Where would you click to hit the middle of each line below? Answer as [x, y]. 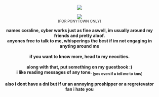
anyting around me [79, 46]
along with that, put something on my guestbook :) [79, 67]
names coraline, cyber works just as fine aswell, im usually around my [79, 30]
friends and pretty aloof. [79, 35]
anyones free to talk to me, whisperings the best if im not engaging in [79, 41]
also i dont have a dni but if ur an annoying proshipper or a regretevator [79, 84]
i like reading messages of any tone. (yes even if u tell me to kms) [79, 73]
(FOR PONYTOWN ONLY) [79, 21]
